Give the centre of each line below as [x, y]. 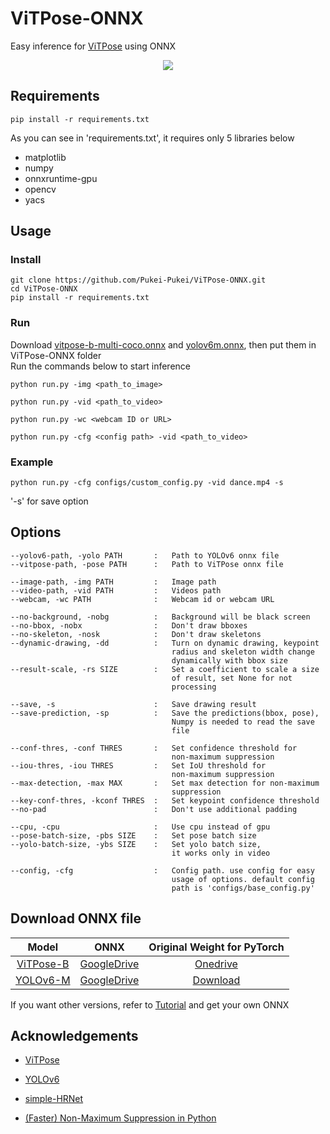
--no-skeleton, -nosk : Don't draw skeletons [136, 634]
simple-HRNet [54, 1099]
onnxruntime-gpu [61, 178]
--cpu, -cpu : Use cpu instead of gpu [140, 827]
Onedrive [216, 964]
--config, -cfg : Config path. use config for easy [162, 870]
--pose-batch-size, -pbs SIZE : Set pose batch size [133, 835]
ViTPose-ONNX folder [56, 355]
